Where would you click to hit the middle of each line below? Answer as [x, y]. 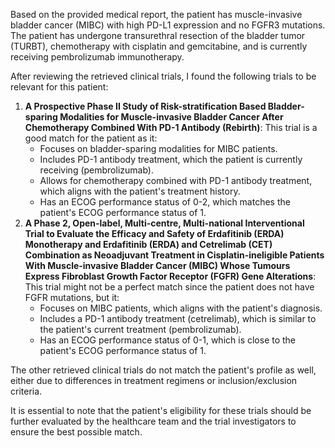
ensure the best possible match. [76, 432]
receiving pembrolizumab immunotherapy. [97, 57]
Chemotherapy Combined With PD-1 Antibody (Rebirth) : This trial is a [171, 127]
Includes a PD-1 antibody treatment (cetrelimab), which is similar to [178, 318]
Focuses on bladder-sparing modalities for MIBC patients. [158, 148]
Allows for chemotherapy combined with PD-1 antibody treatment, [176, 180]
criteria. [26, 391]
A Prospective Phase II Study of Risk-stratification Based [145, 106]
